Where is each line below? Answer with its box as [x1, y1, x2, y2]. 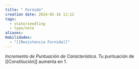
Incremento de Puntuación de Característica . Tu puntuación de [5, 53, 135, 59]
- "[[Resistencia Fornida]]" [9, 40, 70, 45]
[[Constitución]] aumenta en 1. [5, 58, 67, 65]
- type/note [9, 26, 35, 31]
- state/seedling [9, 21, 46, 26]
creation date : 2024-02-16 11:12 [5, 12, 74, 17]
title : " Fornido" [5, 7, 43, 12]
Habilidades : [5, 35, 32, 40]
